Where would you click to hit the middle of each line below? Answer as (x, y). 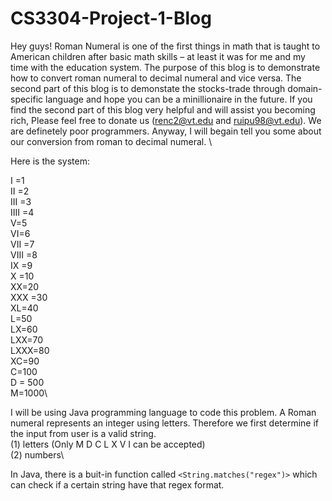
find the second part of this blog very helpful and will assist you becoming (163, 109)
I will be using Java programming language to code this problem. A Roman (163, 412)
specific (27, 99)
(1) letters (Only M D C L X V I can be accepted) (108, 444)
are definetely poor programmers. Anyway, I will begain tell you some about (166, 131)
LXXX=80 (30, 350)
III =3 (21, 201)
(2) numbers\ (37, 454)
